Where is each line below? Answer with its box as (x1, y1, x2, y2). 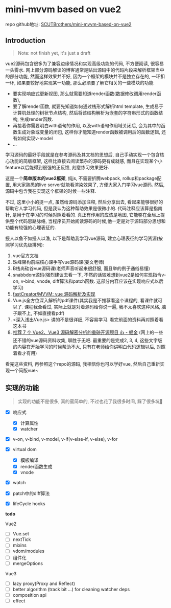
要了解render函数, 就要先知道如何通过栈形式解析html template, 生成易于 (12, 103, 163, 109)
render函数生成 (20, 463, 53, 469)
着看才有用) (12, 350, 37, 356)
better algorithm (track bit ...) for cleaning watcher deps (12, 586, 130, 592)
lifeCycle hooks (12, 501, 45, 507)
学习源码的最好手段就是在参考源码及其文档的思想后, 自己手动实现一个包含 (5, 151, 160, 157)
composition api (12, 592, 47, 598)
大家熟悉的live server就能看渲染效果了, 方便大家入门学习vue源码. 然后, (16, 182, 165, 188)
